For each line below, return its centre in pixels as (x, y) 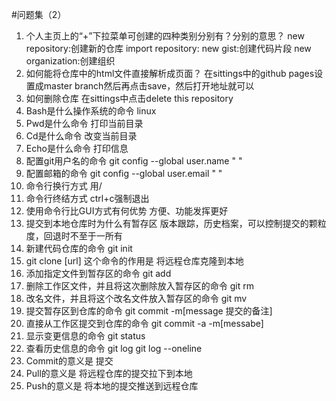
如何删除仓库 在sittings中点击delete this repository (129, 98)
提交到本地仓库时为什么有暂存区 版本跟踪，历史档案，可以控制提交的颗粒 (176, 223)
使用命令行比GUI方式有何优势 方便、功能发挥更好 (127, 211)
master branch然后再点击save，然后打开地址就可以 (149, 86)
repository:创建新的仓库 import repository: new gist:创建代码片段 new (168, 48)
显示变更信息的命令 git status (85, 336)
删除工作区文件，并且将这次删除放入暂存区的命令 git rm (139, 286)
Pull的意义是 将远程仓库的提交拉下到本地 (109, 373)
